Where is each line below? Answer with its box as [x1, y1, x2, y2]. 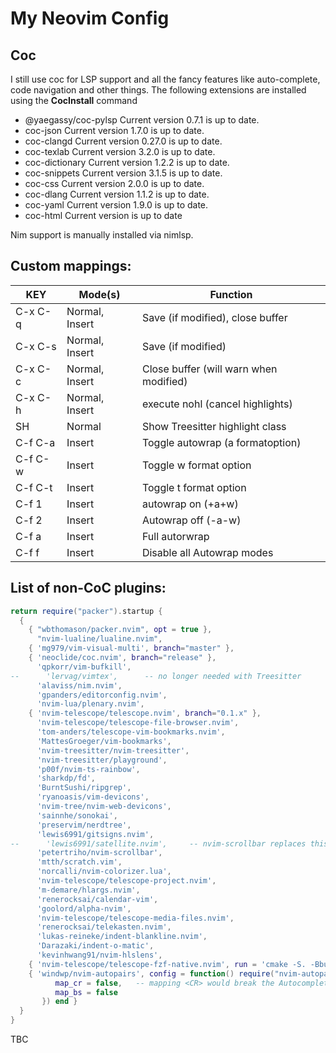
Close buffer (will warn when [141, 362, 278, 376]
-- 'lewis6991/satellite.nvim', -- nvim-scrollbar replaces [10, 838, 307, 849]
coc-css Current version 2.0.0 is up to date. [24, 178, 205, 189]
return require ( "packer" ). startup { [10, 606, 163, 616]
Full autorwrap [141, 529, 210, 543]
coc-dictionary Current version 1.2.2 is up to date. [24, 157, 230, 168]
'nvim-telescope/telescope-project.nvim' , [36, 876, 217, 886]
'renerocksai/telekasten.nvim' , [36, 922, 172, 932]
